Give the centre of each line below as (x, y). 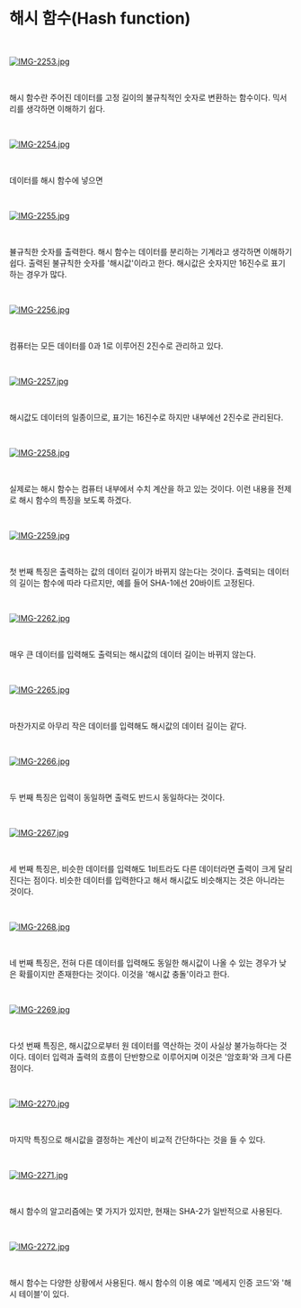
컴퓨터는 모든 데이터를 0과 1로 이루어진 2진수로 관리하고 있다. (116, 345)
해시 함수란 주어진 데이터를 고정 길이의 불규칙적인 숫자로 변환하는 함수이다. (140, 97)
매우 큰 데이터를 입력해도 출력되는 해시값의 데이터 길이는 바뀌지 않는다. (133, 654)
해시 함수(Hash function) (100, 18)
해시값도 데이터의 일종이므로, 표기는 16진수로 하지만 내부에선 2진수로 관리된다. (146, 417)
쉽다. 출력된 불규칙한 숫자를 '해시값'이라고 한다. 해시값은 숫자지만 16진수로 (139, 263)
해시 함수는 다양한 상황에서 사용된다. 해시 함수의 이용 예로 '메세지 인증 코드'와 (145, 1282)
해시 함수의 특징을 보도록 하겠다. (75, 500)
